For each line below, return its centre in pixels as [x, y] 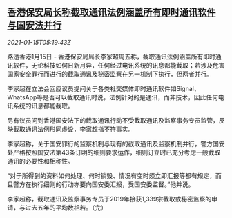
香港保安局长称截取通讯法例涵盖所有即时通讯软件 [112, 12]
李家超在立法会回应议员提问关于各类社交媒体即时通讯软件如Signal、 [104, 88]
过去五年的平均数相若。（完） [66, 207]
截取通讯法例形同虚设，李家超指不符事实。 [74, 129]
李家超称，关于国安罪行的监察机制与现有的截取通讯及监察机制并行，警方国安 [116, 143]
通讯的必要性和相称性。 [40, 161]
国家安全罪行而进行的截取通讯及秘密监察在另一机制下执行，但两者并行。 [110, 74]
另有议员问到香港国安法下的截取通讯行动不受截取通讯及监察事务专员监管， [113, 120]
